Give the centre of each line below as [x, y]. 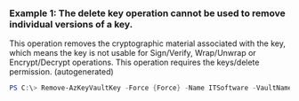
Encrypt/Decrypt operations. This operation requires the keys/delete [134, 62]
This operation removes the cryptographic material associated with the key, [148, 43]
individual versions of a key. [71, 24]
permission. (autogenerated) [61, 72]
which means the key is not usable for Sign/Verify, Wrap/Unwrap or [133, 53]
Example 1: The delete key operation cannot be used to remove [148, 13]
